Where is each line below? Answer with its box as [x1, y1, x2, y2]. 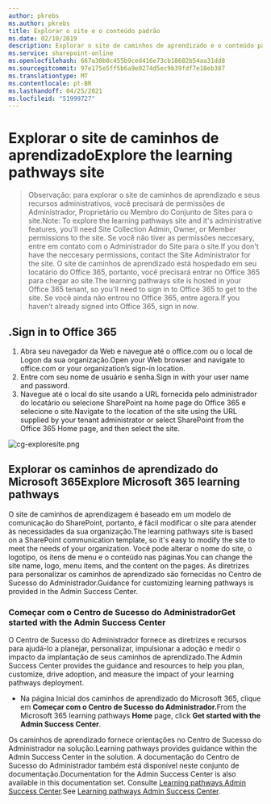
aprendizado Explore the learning [8, 146, 233, 165]
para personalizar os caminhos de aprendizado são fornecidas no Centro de [8, 569, 262, 579]
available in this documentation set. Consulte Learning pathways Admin [8, 778, 246, 788]
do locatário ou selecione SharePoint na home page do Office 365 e [19, 398, 246, 408]
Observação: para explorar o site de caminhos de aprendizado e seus [27, 191, 261, 200]
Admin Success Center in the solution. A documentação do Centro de [8, 752, 240, 762]
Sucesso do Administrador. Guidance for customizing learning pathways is [8, 578, 254, 588]
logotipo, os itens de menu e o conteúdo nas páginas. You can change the [8, 552, 252, 562]
